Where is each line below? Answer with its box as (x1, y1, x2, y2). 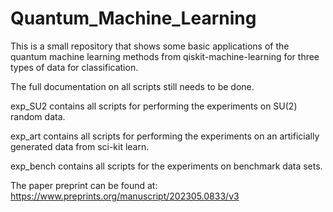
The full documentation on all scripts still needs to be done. (10, 80, 255, 92)
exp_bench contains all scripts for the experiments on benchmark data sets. (10, 160, 323, 172)
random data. (10, 110, 66, 122)
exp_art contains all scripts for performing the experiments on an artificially (10, 130, 320, 142)
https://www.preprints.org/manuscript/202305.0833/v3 (10, 190, 240, 202)
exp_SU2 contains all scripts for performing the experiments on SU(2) (10, 100, 298, 112)
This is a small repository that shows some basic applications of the (10, 40, 290, 52)
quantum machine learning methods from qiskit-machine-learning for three (10, 50, 320, 62)
